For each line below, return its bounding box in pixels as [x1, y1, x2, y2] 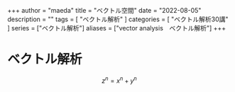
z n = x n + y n [102, 75, 137, 85]
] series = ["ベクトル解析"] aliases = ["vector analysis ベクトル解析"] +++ [7, 24, 226, 32]
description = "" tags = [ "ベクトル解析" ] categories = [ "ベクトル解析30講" [7, 15, 229, 23]
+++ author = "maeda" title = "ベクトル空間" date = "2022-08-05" [7, 6, 202, 14]
